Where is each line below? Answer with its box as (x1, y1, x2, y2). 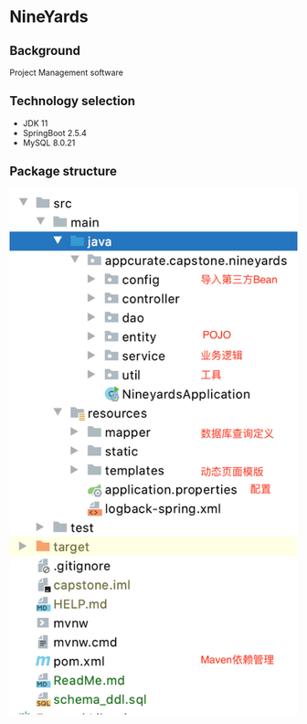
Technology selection (9, 93, 135, 109)
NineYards (9, 6, 89, 27)
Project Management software (9, 67, 123, 78)
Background (9, 43, 80, 59)
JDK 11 (22, 117, 48, 129)
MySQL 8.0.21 (22, 137, 76, 148)
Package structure (9, 164, 117, 179)
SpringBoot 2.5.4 (22, 127, 87, 138)
